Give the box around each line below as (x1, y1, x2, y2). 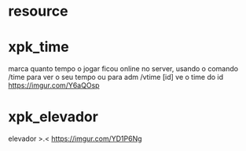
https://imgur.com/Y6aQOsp (8, 81, 100, 90)
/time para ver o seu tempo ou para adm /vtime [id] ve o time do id (8, 73, 224, 82)
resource (8, 2, 68, 20)
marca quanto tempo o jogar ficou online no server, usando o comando (8, 64, 238, 74)
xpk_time (8, 38, 69, 56)
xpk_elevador (8, 108, 98, 126)
